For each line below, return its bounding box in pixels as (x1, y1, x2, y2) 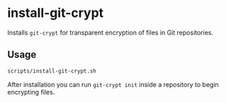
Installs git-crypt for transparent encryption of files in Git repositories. (7, 28, 214, 37)
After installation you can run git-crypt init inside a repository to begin (7, 80, 220, 89)
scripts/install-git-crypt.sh (7, 67, 97, 75)
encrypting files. (7, 87, 55, 96)
